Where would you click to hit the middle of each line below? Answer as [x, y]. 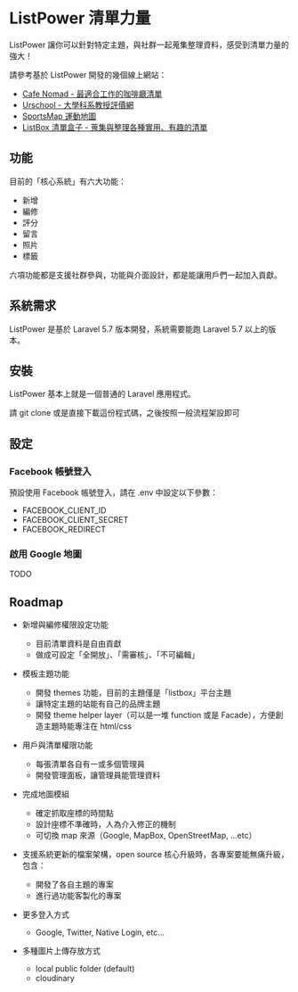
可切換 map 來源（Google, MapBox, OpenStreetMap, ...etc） [146, 836]
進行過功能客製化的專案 [78, 896]
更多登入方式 [45, 914]
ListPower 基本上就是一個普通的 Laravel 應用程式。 [102, 394]
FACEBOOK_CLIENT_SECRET [75, 520]
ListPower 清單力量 [80, 18]
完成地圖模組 [45, 794]
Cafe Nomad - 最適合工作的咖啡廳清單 [92, 94]
